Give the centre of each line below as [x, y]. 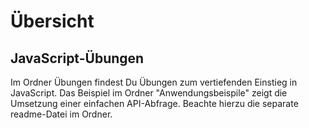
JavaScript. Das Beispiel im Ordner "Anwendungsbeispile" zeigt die [149, 93]
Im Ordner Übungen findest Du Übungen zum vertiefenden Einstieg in [154, 82]
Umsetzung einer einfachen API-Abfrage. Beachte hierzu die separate [154, 103]
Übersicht [52, 21]
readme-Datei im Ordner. [61, 114]
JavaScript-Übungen [77, 58]
